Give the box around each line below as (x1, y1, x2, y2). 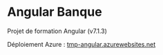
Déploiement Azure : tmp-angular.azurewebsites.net (7, 40, 156, 48)
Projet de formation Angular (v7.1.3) (7, 27, 107, 35)
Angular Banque (7, 4, 102, 20)
